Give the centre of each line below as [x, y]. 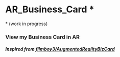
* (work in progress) [27, 24]
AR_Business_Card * [50, 9]
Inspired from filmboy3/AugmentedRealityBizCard [60, 49]
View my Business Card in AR [43, 37]
